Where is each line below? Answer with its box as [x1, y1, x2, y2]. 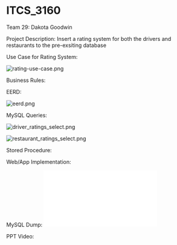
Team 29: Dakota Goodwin [6, 23, 72, 31]
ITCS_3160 [6, 4, 61, 17]
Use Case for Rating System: [6, 53, 78, 60]
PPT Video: [6, 232, 34, 240]
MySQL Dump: [6, 221, 43, 228]
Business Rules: [6, 76, 46, 84]
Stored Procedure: [6, 146, 53, 154]
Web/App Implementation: [6, 158, 71, 166]
